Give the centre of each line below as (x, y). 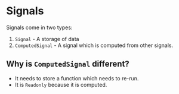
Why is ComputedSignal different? (68, 64)
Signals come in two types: (39, 27)
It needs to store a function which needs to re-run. (77, 78)
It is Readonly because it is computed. (61, 84)
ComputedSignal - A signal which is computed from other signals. (94, 45)
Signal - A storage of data (47, 39)
